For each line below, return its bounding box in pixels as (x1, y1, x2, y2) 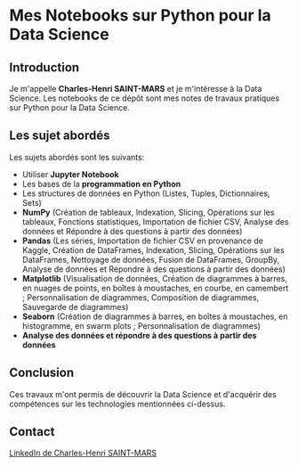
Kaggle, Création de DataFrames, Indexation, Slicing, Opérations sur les (21, 244, 285, 255)
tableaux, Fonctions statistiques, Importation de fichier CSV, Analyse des (21, 216, 289, 227)
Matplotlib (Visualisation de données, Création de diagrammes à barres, (21, 273, 287, 283)
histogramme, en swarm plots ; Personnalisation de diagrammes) (21, 320, 261, 331)
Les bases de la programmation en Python (21, 178, 181, 189)
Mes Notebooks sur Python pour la (9, 5, 271, 26)
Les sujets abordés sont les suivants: (9, 151, 145, 162)
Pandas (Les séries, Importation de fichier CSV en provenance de (21, 235, 264, 246)
